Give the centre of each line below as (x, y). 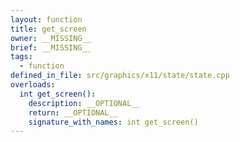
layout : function (46, 19)
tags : (21, 57)
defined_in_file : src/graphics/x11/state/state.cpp (120, 76)
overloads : (33, 85)
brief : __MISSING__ (51, 47)
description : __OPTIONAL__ (84, 103)
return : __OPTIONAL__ (73, 112)
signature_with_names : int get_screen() (113, 122)
